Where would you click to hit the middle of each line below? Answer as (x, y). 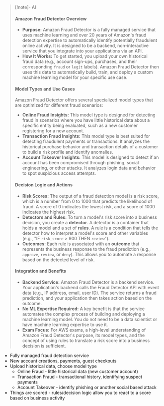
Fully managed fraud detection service (49, 355)
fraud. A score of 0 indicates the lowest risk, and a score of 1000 (88, 206)
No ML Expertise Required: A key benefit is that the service (83, 309)
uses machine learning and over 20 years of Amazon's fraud (84, 35)
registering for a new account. (53, 131)
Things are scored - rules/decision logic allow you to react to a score (80, 393)
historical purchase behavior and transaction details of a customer (90, 147)
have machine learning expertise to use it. (65, 325)
